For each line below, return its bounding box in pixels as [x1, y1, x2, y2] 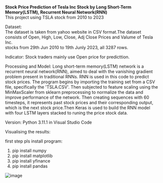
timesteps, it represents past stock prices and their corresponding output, [5, 100, 154, 105]
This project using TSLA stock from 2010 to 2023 [5, 15, 104, 20]
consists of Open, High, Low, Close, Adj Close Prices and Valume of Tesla [5, 34, 153, 40]
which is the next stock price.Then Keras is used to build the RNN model [5, 105, 150, 110]
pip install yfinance [12, 158, 50, 164]
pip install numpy [12, 148, 47, 153]
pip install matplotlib [12, 153, 53, 159]
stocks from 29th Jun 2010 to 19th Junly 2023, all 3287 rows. [5, 45, 128, 50]
